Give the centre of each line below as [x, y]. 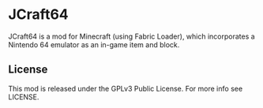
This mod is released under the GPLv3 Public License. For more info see [126, 88]
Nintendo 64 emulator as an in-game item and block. [94, 44]
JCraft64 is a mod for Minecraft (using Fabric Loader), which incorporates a [131, 36]
